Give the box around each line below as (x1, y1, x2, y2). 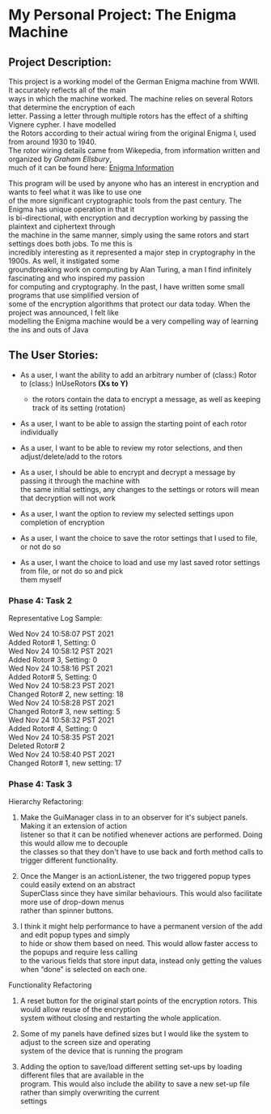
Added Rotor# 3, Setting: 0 (8, 655, 98, 665)
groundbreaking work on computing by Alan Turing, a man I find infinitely (8, 265, 252, 274)
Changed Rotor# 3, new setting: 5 (8, 707, 121, 717)
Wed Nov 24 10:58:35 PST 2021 (8, 732, 115, 743)
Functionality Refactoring (8, 980, 92, 990)
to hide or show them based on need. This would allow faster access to (19, 939, 258, 949)
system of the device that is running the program (19, 1046, 184, 1056)
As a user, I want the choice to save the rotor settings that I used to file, (19, 533, 258, 542)
